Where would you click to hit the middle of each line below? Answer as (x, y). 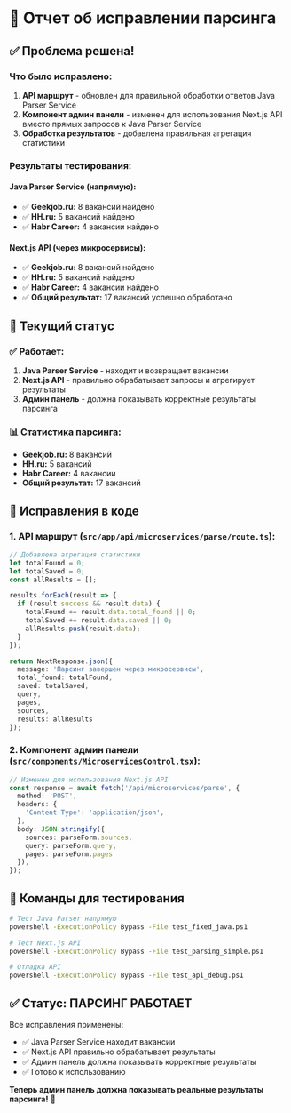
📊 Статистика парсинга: (65, 432)
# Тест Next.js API (45, 943)
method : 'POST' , (47, 796)
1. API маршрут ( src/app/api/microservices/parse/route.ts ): (142, 536)
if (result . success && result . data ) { (89, 604)
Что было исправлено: (61, 76)
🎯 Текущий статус (62, 326)
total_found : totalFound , (65, 678)
